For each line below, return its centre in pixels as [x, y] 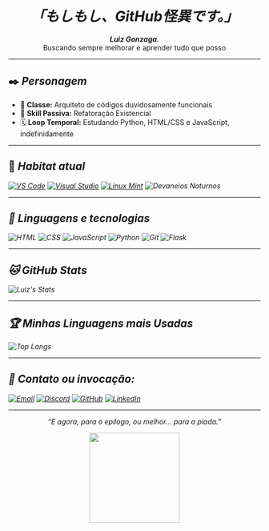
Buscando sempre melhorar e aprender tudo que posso [134, 47]
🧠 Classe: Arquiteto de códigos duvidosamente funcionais [116, 104]
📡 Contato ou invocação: [72, 379]
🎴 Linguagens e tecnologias [79, 218]
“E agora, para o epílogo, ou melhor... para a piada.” [134, 421]
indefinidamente [47, 134]
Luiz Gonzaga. [134, 39]
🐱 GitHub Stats [48, 270]
